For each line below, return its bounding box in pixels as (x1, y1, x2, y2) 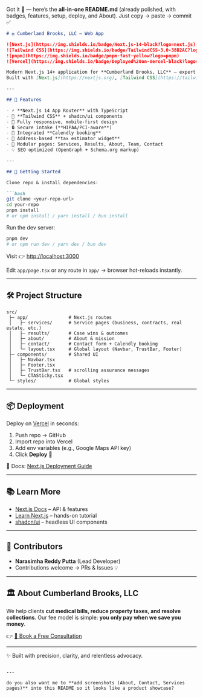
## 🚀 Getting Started (6, 169, 61, 175)
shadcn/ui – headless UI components (14, 518, 108, 525)
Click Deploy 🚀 (14, 451, 53, 458)
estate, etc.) (6, 325, 42, 332)
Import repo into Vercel (14, 438, 73, 445)
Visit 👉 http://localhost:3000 (6, 252, 80, 260)
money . (6, 620, 26, 628)
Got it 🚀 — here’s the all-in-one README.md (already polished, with (6, 6, 176, 13)
